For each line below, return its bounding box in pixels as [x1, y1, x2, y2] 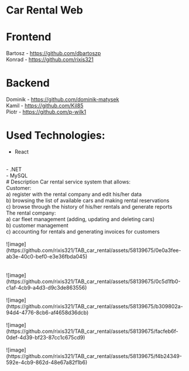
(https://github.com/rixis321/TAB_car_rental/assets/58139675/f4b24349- [6, 353, 183, 359]
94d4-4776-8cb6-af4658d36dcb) [6, 309, 89, 316]
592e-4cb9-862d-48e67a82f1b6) [6, 359, 88, 366]
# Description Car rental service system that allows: [6, 178, 130, 185]
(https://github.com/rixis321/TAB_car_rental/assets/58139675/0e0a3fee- [6, 247, 181, 254]
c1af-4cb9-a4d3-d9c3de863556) [6, 284, 87, 291]
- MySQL [6, 172, 28, 179]
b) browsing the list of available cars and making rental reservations [6, 197, 170, 204]
